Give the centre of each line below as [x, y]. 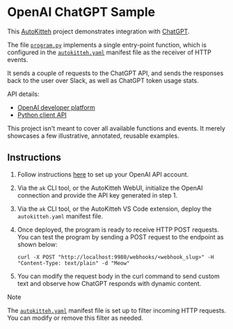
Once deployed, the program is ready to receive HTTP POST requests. [118, 230]
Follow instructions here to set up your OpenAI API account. [103, 174]
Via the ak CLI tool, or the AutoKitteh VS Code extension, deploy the [114, 209]
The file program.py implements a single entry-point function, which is [107, 45]
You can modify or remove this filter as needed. [75, 318]
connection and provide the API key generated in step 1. [97, 195]
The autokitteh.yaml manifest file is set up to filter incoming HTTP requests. [117, 310]
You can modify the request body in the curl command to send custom [119, 276]
